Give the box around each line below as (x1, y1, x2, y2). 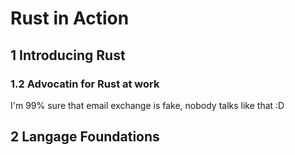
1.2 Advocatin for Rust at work (10, 77, 160, 91)
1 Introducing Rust (10, 47, 126, 64)
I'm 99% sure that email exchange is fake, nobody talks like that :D (10, 99, 285, 111)
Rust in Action (10, 7, 130, 30)
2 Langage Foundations (10, 128, 160, 146)
